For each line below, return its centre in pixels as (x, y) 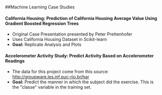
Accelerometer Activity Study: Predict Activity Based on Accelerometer (80, 56)
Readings (15, 61)
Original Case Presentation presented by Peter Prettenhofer (72, 34)
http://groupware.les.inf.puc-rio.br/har (51, 77)
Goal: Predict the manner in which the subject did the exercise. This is (83, 82)
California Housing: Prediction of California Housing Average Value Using (81, 18)
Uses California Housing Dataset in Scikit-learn (59, 39)
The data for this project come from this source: (60, 72)
